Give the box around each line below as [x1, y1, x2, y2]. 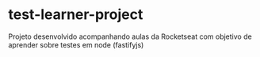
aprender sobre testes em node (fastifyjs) [8, 40, 144, 49]
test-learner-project [8, 6, 143, 24]
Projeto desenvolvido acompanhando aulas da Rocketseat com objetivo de [8, 32, 252, 41]
